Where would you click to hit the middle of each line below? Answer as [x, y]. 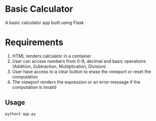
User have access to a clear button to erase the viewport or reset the [82, 72]
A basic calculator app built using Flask [45, 23]
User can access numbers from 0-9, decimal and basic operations [79, 61]
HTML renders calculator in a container [52, 56]
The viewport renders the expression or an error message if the [76, 82]
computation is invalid [34, 87]
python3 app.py [21, 114]
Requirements [34, 42]
